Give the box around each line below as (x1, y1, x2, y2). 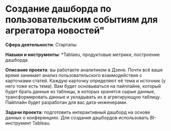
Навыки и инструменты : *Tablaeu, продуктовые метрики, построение (5, 51, 160, 58)
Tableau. (32, 120, 51, 126)
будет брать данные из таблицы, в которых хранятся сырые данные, (5, 88, 156, 94)
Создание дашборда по (5, 3, 111, 15)
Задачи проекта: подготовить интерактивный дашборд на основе (5, 109, 151, 115)
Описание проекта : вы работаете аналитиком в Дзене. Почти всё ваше (5, 67, 163, 73)
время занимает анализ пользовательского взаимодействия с (5, 72, 142, 78)
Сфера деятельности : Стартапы (5, 41, 77, 47)
